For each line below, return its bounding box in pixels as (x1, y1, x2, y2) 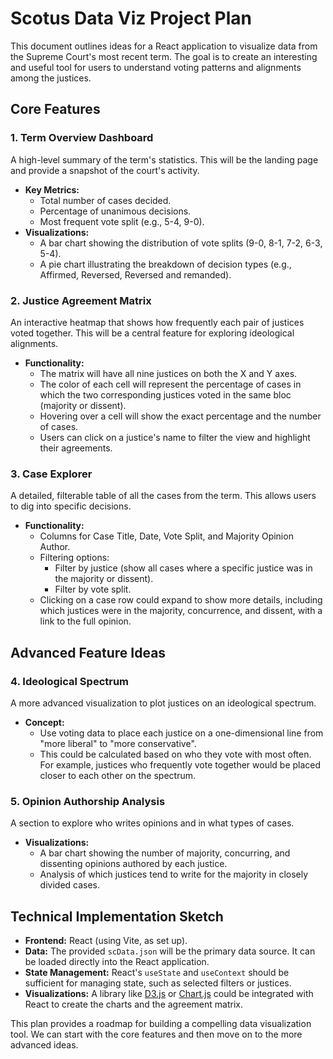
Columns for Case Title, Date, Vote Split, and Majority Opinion (39, 530, 294, 542)
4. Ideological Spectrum (10, 674, 130, 688)
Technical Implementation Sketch (10, 908, 224, 925)
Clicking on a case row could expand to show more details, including (39, 594, 323, 606)
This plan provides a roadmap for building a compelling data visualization (10, 1018, 312, 1030)
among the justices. (10, 72, 92, 84)
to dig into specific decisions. (10, 500, 132, 512)
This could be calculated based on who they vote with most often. (39, 748, 312, 760)
